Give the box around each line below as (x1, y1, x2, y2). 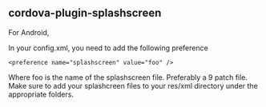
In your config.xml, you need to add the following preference (8, 43, 208, 53)
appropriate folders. (8, 89, 75, 99)
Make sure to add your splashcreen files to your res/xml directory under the (8, 81, 258, 90)
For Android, (8, 27, 50, 37)
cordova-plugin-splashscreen (8, 6, 162, 20)
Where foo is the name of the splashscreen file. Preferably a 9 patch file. (8, 72, 248, 82)
